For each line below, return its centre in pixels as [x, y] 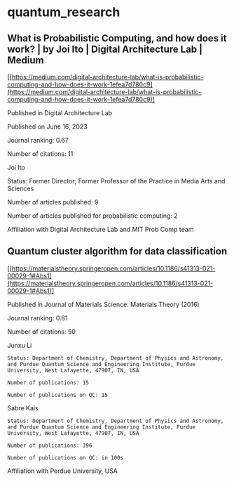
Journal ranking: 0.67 [38, 140]
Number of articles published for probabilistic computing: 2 [93, 216]
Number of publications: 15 [48, 383]
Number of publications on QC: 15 [58, 395]
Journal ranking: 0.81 [37, 318]
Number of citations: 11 [40, 154]
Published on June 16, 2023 [47, 126]
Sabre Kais [23, 408]
